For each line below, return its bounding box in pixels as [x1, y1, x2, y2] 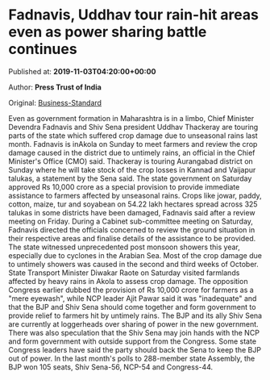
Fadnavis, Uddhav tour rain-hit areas [8, 6, 260, 24]
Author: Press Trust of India [8, 82, 102, 92]
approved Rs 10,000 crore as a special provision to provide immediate [8, 182, 240, 191]
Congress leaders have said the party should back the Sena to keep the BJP [8, 345, 262, 354]
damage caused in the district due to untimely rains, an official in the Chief [8, 148, 255, 157]
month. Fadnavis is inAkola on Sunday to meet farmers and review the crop [8, 139, 258, 148]
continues [8, 40, 78, 58]
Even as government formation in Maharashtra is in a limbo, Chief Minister [8, 113, 255, 123]
